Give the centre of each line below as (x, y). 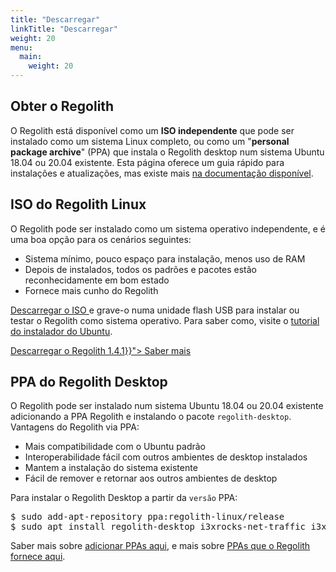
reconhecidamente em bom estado (97, 280)
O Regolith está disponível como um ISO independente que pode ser (152, 130)
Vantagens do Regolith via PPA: (75, 427)
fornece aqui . (38, 557)
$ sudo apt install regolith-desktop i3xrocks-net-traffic (158, 527)
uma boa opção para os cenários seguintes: (101, 239)
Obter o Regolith (62, 106)
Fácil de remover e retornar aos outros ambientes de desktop (151, 478)
